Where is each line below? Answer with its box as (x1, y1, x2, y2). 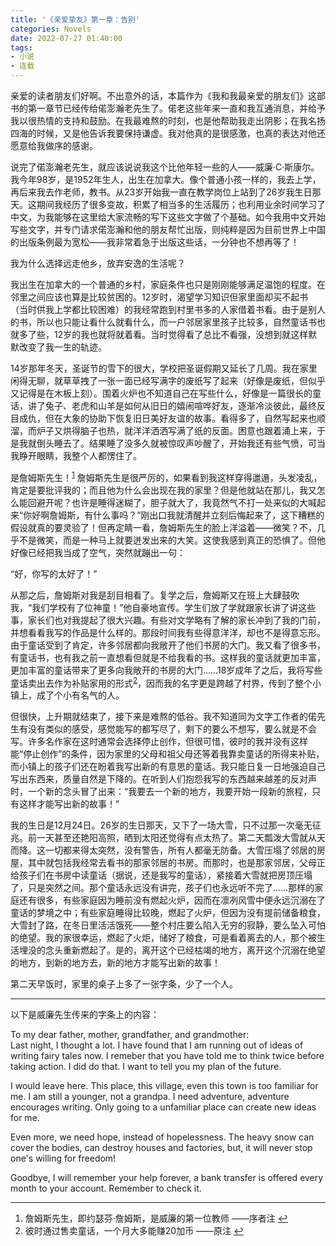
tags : (10, 42, 33, 53)
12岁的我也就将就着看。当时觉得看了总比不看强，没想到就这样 (53, 329, 309, 340)
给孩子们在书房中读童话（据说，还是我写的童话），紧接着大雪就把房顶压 (10, 869, 304, 881)
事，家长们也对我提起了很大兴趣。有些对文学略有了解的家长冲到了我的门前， (10, 614, 326, 626)
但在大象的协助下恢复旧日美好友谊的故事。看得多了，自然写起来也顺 (44, 412, 326, 424)
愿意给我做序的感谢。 (10, 140, 98, 151)
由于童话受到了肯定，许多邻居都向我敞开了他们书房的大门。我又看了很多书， (10, 639, 326, 651)
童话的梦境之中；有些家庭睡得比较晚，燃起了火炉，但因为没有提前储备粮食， (10, 907, 326, 919)
